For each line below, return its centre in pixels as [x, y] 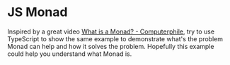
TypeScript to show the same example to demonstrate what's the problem [115, 38]
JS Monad [38, 12]
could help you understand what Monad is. [70, 54]
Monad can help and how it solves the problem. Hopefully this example [111, 46]
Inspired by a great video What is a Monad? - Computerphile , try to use [111, 31]
